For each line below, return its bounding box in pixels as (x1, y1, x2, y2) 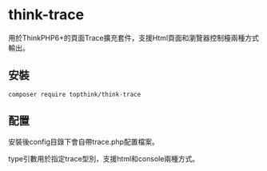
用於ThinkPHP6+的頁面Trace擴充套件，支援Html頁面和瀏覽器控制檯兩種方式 (8, 33, 260, 42)
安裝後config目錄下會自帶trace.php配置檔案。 (8, 137, 160, 146)
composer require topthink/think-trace (8, 90, 141, 98)
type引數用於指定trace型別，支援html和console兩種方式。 (8, 153, 200, 163)
